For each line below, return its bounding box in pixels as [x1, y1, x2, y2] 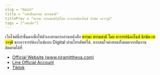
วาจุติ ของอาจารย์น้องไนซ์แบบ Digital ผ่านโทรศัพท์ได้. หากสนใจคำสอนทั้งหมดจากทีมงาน [5, 39, 147, 45]
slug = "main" [5, 7, 34, 12]
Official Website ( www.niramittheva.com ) [12, 54, 95, 60]
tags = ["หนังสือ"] [5, 20, 39, 26]
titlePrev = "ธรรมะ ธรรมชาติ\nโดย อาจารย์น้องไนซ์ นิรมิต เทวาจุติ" [5, 16, 112, 21]
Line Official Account [12, 60, 54, 65]
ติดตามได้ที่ [5, 45, 23, 51]
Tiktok [12, 65, 25, 71]
